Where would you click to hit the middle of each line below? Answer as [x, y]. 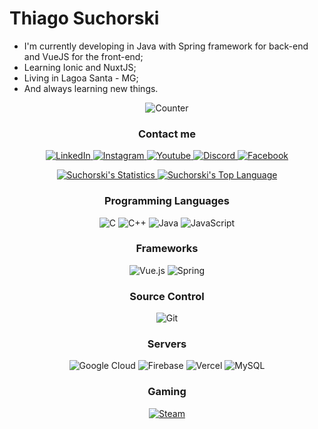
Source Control [167, 296]
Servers [167, 344]
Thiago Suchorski [84, 18]
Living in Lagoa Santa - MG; [81, 78]
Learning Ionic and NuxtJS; [80, 67]
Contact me [167, 134]
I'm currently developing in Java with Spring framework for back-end [166, 46]
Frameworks [167, 249]
